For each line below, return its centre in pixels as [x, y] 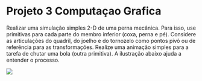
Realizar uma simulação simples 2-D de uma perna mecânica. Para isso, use [101, 28]
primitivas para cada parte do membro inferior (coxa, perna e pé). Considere [101, 34]
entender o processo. [33, 60]
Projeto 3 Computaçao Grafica [84, 11]
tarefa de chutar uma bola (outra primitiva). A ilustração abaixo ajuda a [94, 53]
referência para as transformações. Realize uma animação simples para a [97, 47]
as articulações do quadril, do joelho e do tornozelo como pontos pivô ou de [101, 40]
